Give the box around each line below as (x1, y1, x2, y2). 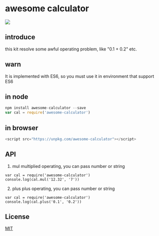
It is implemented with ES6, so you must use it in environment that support (5, 73, 155, 79)
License (5, 212, 30, 221)
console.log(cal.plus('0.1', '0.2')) (5, 199, 82, 204)
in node (5, 93, 28, 101)
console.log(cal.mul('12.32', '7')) (5, 177, 79, 182)
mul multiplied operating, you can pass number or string (12, 163, 125, 169)
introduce (5, 33, 36, 42)
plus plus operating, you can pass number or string (12, 186, 115, 191)
